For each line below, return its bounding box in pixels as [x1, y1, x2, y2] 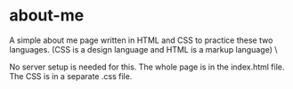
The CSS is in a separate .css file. [9, 70, 133, 81]
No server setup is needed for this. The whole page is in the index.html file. [9, 61, 285, 72]
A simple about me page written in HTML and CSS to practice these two [9, 35, 273, 45]
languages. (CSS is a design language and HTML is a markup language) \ [9, 44, 278, 54]
